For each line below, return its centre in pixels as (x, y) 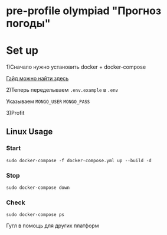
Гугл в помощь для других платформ (53, 226)
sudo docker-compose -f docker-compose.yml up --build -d (79, 160)
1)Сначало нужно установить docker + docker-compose (76, 67)
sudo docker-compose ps (35, 215)
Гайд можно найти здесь (37, 79)
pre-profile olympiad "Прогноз (83, 11)
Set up (22, 51)
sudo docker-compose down (38, 188)
